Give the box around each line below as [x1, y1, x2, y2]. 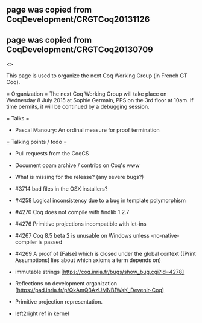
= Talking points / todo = [6, 139, 68, 146]
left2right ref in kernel [14, 310, 69, 317]
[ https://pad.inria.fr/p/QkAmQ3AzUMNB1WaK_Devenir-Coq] [14, 287, 165, 294]
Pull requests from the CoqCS [14, 150, 89, 157]
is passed [38, 238, 62, 246]
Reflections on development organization [14, 280, 118, 287]
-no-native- [150, 232, 180, 240]
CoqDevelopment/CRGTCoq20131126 [6, 15, 150, 25]
